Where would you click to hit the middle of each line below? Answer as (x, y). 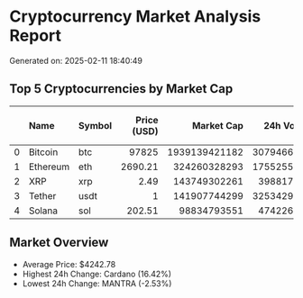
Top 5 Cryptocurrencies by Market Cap (121, 89)
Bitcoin (43, 152)
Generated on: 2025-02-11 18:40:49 (76, 60)
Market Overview (59, 243)
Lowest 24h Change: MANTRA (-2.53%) (97, 283)
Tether (42, 195)
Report (35, 36)
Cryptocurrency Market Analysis (135, 17)
